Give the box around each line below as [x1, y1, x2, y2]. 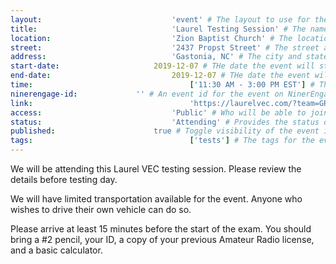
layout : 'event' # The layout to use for [10, 14, 311, 25]
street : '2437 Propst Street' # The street [10, 42, 320, 53]
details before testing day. [10, 174, 118, 185]
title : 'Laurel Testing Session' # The [10, 24, 307, 34]
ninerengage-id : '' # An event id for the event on [10, 89, 284, 99]
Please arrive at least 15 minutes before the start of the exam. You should [10, 223, 312, 235]
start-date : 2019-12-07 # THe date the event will [10, 61, 315, 71]
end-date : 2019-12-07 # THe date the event [10, 71, 311, 81]
